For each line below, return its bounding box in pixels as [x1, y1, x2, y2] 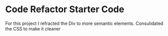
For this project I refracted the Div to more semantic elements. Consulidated [5, 20, 163, 26]
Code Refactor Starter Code [5, 4, 124, 15]
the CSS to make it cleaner [5, 25, 61, 31]
